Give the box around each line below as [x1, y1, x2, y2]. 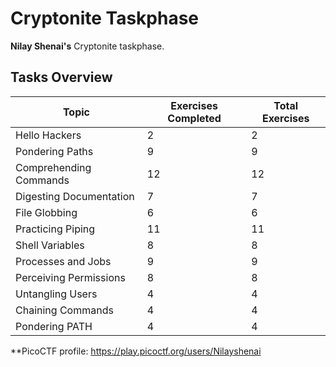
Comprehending [15, 160, 92, 174]
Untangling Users [15, 287, 98, 301]
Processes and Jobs [15, 254, 112, 268]
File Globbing [15, 205, 78, 219]
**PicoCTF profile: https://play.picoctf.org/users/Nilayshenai [10, 345, 262, 357]
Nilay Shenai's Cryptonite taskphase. [10, 40, 165, 52]
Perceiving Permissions [15, 270, 126, 284]
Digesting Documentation [15, 189, 135, 203]
